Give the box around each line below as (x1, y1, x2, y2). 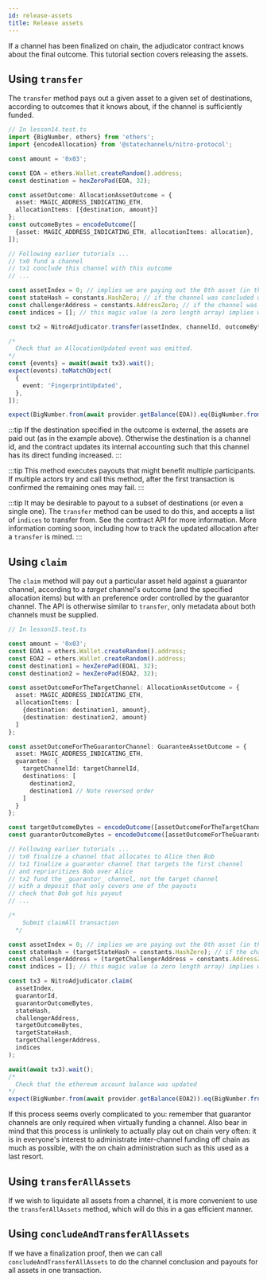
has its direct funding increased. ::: (8, 450, 122, 460)
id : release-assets (8, 11, 73, 20)
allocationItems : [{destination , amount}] (15, 206, 158, 214)
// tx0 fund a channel (8, 257, 83, 265)
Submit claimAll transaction (22, 918, 119, 927)
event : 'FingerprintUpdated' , (22, 381, 123, 390)
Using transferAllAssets (8, 1174, 131, 1188)
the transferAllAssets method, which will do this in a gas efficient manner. (8, 1204, 253, 1213)
